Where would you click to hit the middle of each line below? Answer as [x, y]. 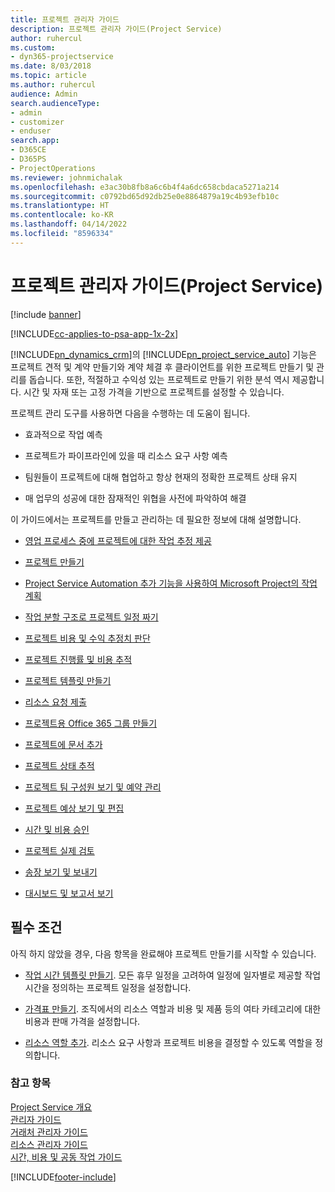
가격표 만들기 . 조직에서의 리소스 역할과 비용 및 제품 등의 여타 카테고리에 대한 [173, 1008]
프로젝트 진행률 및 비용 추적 [78, 659]
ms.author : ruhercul [53, 85]
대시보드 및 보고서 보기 [69, 893]
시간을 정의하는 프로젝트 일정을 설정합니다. [108, 987]
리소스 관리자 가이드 [49, 1144]
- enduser [31, 131]
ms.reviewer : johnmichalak [66, 177]
